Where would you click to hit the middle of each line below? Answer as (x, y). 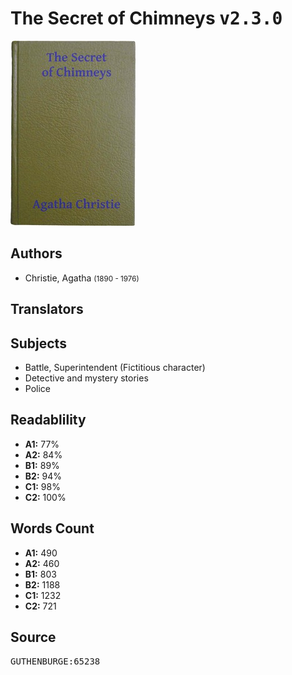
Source (33, 637)
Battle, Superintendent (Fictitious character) (115, 367)
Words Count (52, 528)
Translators (47, 309)
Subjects (38, 343)
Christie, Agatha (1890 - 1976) (82, 278)
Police (37, 388)
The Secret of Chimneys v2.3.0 (146, 18)
